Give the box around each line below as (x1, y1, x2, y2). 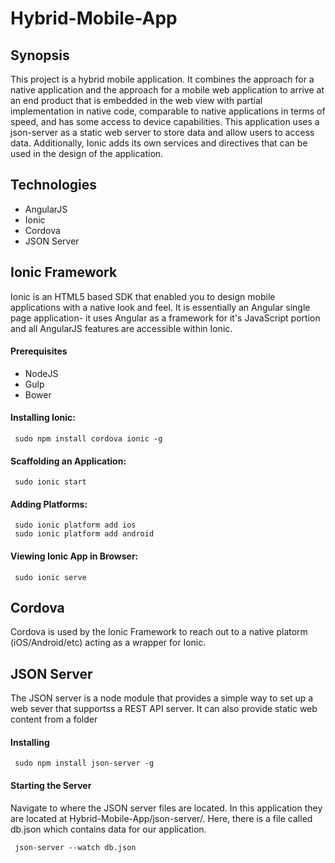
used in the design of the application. (10, 148, 164, 159)
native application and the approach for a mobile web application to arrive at (10, 84, 325, 96)
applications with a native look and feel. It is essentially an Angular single (10, 301, 311, 313)
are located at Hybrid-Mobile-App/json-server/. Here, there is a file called (10, 812, 313, 824)
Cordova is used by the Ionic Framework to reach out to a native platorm (10, 626, 308, 638)
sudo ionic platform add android (14, 529, 155, 539)
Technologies (10, 177, 98, 194)
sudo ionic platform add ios (14, 520, 137, 531)
